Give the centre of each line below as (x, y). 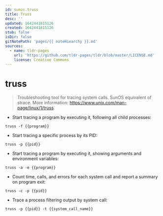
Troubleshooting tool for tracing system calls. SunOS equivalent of (84, 97)
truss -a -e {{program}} (30, 168)
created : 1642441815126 (29, 28)
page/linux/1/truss (35, 108)
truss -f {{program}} (27, 126)
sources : (14, 46)
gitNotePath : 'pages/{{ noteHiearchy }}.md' (51, 42)
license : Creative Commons (41, 60)
